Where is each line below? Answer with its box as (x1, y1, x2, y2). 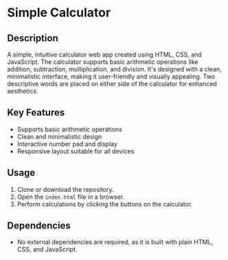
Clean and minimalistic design (16, 132, 102, 140)
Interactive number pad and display (16, 140, 118, 148)
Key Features (7, 107, 65, 118)
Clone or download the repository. (16, 185, 115, 193)
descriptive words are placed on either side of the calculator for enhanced (7, 80, 218, 87)
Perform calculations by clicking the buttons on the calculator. (16, 199, 193, 208)
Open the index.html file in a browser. (16, 193, 125, 201)
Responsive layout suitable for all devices (16, 147, 135, 155)
